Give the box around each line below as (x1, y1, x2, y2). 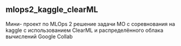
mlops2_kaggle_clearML (5, 5, 99, 15)
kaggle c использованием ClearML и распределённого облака (5, 27, 164, 34)
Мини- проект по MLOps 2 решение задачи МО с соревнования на (5, 20, 176, 27)
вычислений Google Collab (5, 32, 73, 40)
